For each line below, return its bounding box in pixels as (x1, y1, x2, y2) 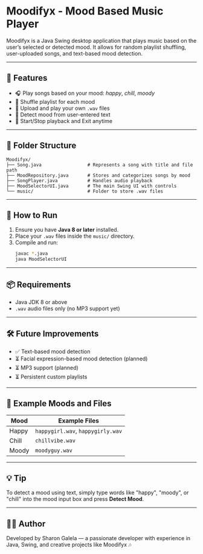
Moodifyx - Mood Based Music (6, 4, 164, 18)
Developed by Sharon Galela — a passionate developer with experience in (6, 535, 191, 542)
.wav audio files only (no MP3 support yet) (14, 305, 120, 312)
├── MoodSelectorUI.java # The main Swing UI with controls (6, 183, 177, 189)
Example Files (58, 416, 100, 425)
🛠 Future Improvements (6, 329, 99, 339)
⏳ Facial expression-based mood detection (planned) (14, 355, 148, 362)
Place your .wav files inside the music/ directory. (14, 232, 135, 240)
